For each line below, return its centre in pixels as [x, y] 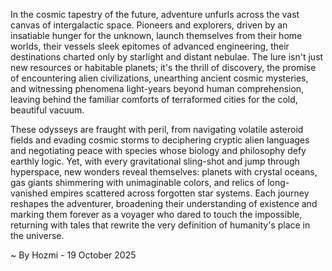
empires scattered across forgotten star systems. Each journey [179, 193]
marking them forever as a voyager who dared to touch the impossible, [156, 214]
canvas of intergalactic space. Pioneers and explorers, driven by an [149, 25]
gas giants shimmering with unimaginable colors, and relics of [138, 182]
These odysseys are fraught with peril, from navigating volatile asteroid [157, 129]
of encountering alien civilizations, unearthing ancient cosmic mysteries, [159, 78]
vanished [29, 193]
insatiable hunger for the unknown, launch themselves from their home [156, 35]
